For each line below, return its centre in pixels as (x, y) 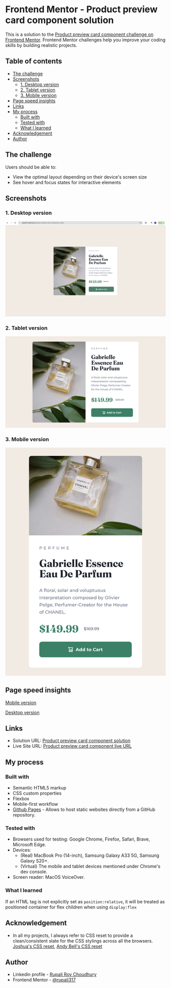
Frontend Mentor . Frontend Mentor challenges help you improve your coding (85, 40)
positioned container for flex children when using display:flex (71, 907)
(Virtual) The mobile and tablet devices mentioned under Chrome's (90, 867)
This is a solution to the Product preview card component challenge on (79, 34)
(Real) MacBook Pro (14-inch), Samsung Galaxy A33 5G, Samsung (90, 855)
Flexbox (21, 799)
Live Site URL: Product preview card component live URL (72, 746)
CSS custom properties (37, 793)
